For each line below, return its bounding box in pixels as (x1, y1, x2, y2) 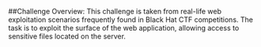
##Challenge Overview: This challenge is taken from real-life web (8, 7, 222, 16)
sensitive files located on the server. (8, 31, 127, 41)
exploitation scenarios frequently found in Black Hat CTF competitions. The (8, 15, 253, 24)
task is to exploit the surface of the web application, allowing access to (8, 23, 240, 32)
